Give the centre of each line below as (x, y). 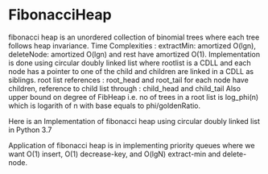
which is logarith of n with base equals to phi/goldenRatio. (105, 106)
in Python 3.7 (30, 130)
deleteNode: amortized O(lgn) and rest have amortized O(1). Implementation (134, 54)
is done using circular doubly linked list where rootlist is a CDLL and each (130, 63)
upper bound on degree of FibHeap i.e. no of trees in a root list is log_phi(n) (134, 97)
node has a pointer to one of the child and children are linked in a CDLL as (131, 71)
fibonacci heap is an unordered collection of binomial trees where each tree (134, 37)
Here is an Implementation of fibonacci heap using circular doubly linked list (134, 121)
